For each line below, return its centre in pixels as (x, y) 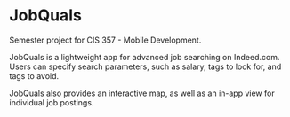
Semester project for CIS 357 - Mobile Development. (105, 40)
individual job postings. (52, 102)
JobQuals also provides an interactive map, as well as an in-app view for (142, 93)
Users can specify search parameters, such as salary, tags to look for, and (145, 66)
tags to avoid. (34, 75)
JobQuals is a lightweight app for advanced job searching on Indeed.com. (145, 57)
